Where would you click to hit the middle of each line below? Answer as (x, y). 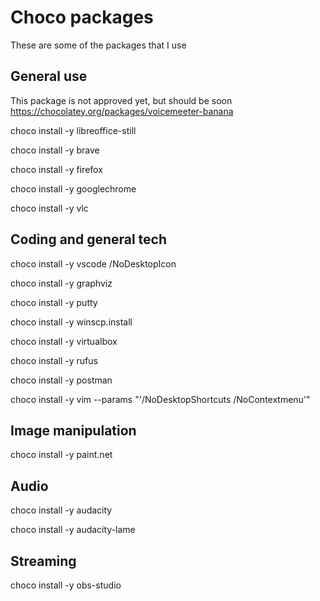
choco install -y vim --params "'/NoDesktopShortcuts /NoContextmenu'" (160, 399)
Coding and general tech (89, 239)
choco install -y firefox (56, 169)
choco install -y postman (61, 380)
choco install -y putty (54, 302)
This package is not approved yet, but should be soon (121, 100)
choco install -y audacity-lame (73, 530)
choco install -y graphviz (61, 283)
